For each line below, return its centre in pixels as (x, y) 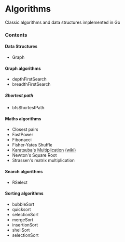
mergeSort (23, 220)
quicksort (21, 209)
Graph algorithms (23, 68)
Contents (16, 35)
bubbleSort (23, 204)
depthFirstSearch (29, 79)
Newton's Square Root (34, 155)
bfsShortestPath (28, 108)
